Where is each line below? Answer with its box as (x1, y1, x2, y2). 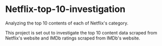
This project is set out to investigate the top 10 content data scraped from (5, 29, 157, 35)
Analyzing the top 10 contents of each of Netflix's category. (5, 20, 128, 26)
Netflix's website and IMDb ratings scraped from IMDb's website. (5, 35, 140, 41)
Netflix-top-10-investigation (5, 3, 126, 15)
